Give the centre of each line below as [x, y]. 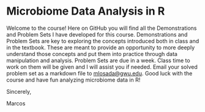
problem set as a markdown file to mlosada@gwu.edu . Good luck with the [99, 73]
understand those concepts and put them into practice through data [92, 54]
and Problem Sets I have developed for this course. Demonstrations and [97, 34]
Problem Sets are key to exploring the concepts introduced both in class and [103, 41]
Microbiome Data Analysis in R [86, 11]
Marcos [16, 103]
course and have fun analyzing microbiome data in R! [73, 80]
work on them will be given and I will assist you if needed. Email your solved [102, 67]
